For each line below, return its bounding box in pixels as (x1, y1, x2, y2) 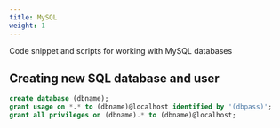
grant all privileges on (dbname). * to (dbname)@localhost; (9, 111, 237, 120)
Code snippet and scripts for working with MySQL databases (9, 45, 233, 56)
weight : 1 (9, 21, 46, 30)
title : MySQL (9, 12, 58, 22)
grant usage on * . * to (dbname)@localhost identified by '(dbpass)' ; (9, 102, 273, 111)
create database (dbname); (9, 94, 109, 103)
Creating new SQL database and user (9, 71, 220, 86)
